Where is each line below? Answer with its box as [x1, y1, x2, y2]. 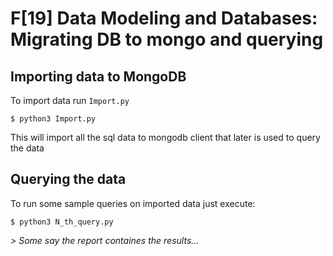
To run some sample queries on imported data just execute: [10, 197, 256, 209]
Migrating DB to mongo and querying [10, 28, 324, 51]
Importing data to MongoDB [10, 68, 187, 85]
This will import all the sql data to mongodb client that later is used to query [10, 132, 321, 143]
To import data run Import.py [10, 95, 130, 106]
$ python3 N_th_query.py [10, 217, 114, 227]
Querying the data [10, 171, 127, 188]
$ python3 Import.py [10, 114, 97, 124]
